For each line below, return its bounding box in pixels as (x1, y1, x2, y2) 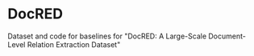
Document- (208, 31, 247, 41)
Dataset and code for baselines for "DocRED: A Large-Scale (7, 31, 207, 41)
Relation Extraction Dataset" (27, 39, 121, 49)
